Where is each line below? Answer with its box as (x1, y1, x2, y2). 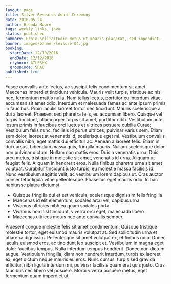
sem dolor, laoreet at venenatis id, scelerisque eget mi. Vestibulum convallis (5, 133, 165, 139)
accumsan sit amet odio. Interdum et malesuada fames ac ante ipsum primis (5, 100, 166, 106)
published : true (5, 70, 40, 75)
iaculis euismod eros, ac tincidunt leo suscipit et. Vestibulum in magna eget (5, 240, 164, 246)
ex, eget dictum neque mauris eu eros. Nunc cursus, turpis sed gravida (5, 256, 155, 262)
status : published (5, 31, 45, 36)
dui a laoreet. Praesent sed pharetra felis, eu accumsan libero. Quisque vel (5, 111, 162, 117)
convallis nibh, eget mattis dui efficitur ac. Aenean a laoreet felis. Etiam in (5, 138, 160, 144)
